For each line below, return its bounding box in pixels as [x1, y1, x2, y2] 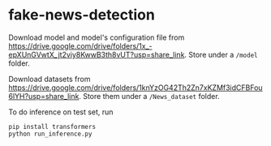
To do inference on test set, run [8, 107, 114, 117]
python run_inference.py [8, 130, 92, 138]
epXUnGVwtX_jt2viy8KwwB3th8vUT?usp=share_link [8, 49, 185, 59]
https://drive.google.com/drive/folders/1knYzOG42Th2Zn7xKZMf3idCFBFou [8, 83, 263, 92]
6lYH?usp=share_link [8, 91, 80, 101]
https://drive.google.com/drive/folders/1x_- [8, 41, 153, 50]
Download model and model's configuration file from [8, 32, 185, 42]
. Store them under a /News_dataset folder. [78, 91, 221, 101]
